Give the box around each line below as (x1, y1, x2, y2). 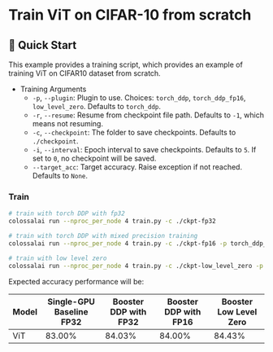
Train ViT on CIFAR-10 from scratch (8, 6, 252, 24)
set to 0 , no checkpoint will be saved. (32, 153, 157, 163)
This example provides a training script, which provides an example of (8, 59, 244, 69)
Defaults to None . (32, 171, 88, 180)
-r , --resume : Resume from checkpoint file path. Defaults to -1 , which (32, 110, 264, 120)
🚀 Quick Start (8, 38, 77, 52)
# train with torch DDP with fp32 (8, 209, 126, 218)
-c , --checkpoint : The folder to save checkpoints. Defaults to (32, 128, 236, 137)
